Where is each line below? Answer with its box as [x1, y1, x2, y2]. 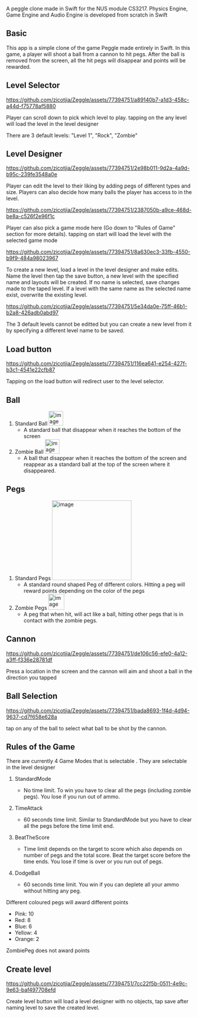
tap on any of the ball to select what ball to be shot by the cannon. [6, 724, 167, 732]
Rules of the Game [6, 742, 75, 752]
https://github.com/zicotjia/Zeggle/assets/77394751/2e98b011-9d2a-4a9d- [6, 164, 190, 171]
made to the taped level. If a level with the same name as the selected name [6, 285, 191, 293]
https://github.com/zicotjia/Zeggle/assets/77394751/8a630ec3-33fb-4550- [6, 249, 191, 256]
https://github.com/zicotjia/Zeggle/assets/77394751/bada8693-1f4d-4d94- [6, 707, 190, 714]
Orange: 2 [14, 936, 40, 943]
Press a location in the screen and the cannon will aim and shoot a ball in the [6, 668, 193, 675]
